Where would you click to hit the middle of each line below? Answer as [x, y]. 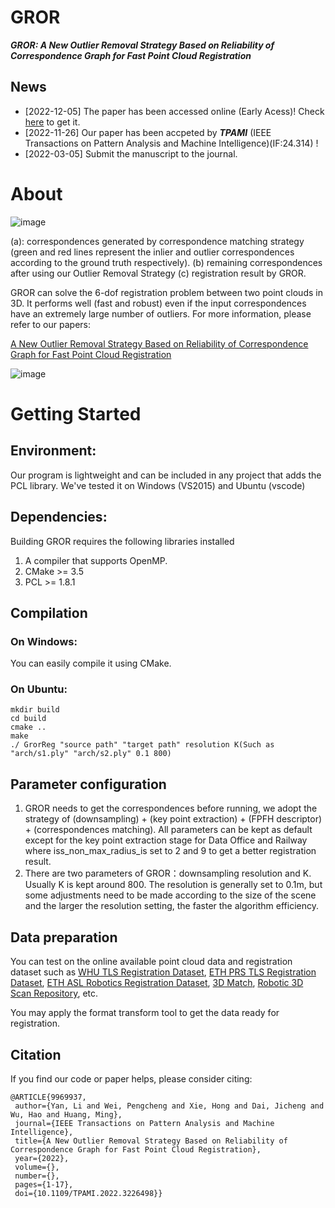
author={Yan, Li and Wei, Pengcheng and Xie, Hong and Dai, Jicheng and [169, 1106]
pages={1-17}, [44, 1184]
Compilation [49, 612]
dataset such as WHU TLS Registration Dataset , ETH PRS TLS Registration [163, 972]
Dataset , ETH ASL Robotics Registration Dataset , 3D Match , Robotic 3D [157, 983]
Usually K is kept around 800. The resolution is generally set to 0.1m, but [173, 885]
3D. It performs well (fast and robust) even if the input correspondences [158, 303]
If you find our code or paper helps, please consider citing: [131, 1078]
